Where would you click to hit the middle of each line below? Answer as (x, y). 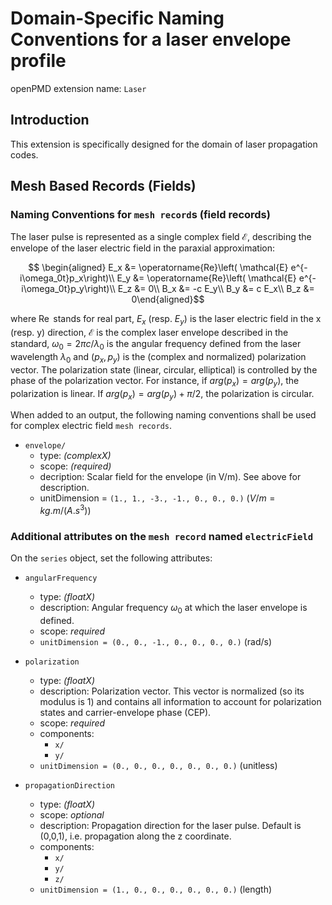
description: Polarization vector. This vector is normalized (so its (172, 691)
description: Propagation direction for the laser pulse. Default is (170, 826)
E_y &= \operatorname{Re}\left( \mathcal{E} (206, 278)
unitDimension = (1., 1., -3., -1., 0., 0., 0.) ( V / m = (157, 498)
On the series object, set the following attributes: (111, 558)
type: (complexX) (75, 456)
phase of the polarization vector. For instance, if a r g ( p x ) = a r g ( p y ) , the (155, 381)
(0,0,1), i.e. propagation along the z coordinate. (135, 836)
